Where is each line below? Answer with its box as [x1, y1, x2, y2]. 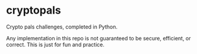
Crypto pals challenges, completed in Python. [6, 23, 117, 30]
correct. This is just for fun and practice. [6, 41, 105, 48]
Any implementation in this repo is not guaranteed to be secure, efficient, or [6, 34, 191, 42]
